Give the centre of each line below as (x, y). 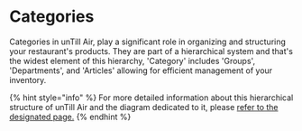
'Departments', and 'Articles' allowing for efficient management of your (141, 70)
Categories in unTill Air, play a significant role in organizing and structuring (148, 42)
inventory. (28, 80)
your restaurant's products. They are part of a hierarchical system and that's (151, 51)
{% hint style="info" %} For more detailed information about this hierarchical (151, 98)
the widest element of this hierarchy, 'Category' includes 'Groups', (132, 61)
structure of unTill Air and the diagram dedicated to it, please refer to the (144, 107)
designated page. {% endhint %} (70, 117)
